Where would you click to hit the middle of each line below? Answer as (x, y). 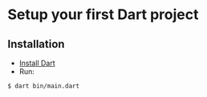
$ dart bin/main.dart (44, 86)
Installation (36, 44)
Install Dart (37, 63)
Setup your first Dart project (103, 15)
